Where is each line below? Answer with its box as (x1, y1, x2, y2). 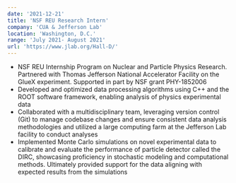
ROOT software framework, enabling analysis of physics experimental (17, 93, 221, 101)
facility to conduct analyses (17, 130, 98, 138)
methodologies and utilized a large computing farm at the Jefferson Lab (17, 123, 227, 131)
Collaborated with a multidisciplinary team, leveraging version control (17, 107, 220, 116)
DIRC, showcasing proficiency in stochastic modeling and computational (17, 153, 229, 161)
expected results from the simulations (17, 167, 128, 176)
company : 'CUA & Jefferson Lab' (7, 23, 102, 30)
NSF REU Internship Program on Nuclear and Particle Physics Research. (17, 63, 228, 71)
